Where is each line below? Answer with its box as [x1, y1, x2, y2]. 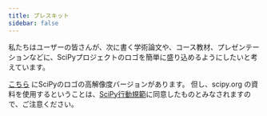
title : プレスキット [8, 11, 70, 20]
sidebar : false [8, 19, 59, 27]
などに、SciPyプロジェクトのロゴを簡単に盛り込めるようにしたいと [29, 52, 251, 62]
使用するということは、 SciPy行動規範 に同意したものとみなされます [22, 89, 245, 98]
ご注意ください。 [22, 99, 78, 109]
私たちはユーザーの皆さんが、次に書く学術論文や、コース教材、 [8, 42, 218, 52]
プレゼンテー [217, 42, 260, 52]
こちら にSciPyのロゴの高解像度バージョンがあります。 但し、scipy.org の [8, 79, 252, 89]
